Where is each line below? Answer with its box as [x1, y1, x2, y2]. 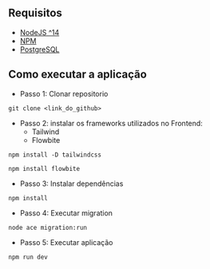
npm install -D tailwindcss [8, 151, 102, 159]
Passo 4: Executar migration [19, 208, 113, 218]
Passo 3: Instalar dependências [19, 179, 124, 188]
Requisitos [8, 6, 62, 20]
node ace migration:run [8, 224, 88, 231]
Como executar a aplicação [8, 68, 148, 81]
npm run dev [8, 253, 48, 261]
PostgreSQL [19, 44, 60, 54]
